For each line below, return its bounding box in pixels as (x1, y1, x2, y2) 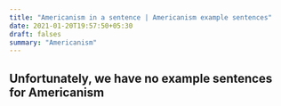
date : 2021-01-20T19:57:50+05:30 (9, 21, 133, 30)
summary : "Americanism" (9, 37, 98, 47)
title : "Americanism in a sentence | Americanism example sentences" (9, 12, 273, 22)
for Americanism (9, 85, 105, 100)
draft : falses (9, 29, 62, 38)
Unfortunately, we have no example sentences (9, 70, 273, 86)
